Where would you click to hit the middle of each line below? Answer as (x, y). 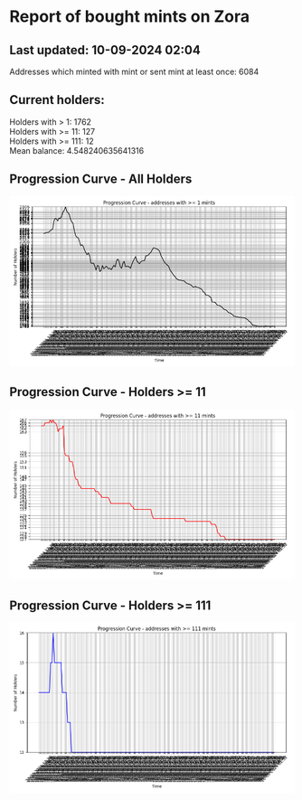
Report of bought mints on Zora (130, 17)
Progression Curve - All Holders (101, 179)
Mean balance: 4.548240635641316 (77, 150)
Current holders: (57, 100)
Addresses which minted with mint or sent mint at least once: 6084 (134, 71)
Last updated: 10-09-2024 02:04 (105, 50)
